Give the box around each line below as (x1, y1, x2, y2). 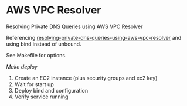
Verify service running (14, 93, 69, 100)
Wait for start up (14, 80, 54, 88)
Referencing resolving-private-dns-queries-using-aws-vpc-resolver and (6, 34, 182, 41)
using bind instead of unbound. (6, 40, 81, 47)
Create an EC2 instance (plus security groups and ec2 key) (14, 74, 158, 81)
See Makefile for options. (6, 52, 67, 59)
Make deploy (6, 63, 38, 70)
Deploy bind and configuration (14, 87, 89, 94)
